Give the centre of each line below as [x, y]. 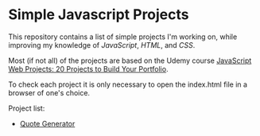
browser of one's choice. [49, 92]
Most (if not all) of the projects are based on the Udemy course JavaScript [130, 60]
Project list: [27, 108]
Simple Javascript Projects [99, 15]
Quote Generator [47, 123]
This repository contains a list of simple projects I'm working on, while [123, 37]
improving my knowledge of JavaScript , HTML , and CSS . [102, 45]
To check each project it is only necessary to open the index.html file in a [128, 84]
